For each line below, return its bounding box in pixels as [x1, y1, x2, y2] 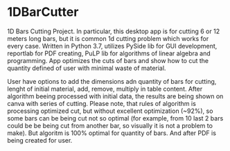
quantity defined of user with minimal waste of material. [7, 64, 166, 72]
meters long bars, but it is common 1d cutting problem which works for [7, 34, 209, 42]
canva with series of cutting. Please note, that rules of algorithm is [7, 99, 196, 107]
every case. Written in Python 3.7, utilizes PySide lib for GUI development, [7, 42, 218, 50]
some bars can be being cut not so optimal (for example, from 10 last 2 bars [7, 114, 224, 122]
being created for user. [7, 136, 73, 144]
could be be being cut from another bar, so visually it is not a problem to [7, 121, 213, 130]
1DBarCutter [7, 4, 79, 20]
